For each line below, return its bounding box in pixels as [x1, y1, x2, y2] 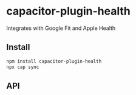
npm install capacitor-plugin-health [6, 58, 102, 65]
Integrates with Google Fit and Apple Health [6, 24, 116, 32]
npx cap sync [6, 64, 39, 70]
